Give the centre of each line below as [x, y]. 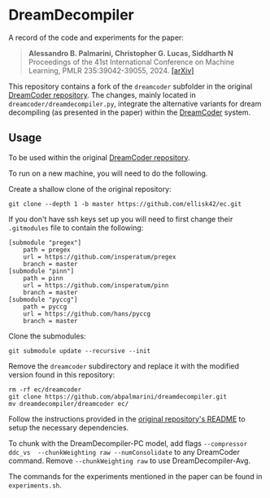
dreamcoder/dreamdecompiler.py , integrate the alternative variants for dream [135, 103]
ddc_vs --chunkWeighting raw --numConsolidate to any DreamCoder [124, 452]
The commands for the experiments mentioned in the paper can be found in [135, 476]
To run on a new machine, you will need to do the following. [108, 173]
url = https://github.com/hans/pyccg [87, 314]
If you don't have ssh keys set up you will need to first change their [121, 219]
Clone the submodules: [48, 336]
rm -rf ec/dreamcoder [45, 389]
